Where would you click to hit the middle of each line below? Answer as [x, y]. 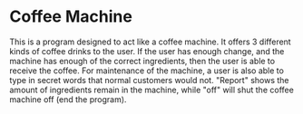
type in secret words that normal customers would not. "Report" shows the [149, 80]
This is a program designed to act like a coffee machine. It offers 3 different [151, 42]
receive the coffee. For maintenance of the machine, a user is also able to [147, 71]
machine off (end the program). [68, 99]
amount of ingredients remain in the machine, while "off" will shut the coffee [152, 90]
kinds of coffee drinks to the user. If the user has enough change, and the [147, 51]
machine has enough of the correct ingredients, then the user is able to [142, 61]
